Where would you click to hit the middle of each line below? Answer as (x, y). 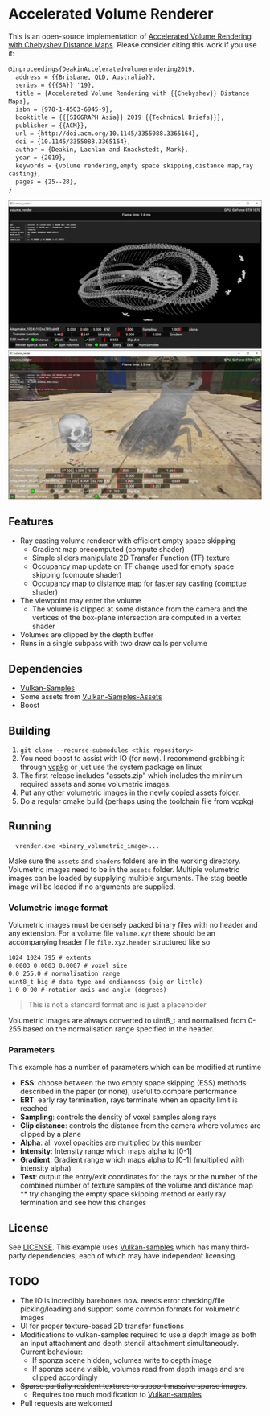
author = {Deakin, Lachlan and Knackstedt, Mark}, (102, 150)
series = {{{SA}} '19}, (55, 85)
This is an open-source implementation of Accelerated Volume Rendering (130, 36)
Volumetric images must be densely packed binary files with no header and (133, 925)
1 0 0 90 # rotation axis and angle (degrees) (88, 990)
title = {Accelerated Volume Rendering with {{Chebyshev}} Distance (133, 93)
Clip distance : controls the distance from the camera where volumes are (140, 1126)
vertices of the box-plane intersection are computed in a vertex (137, 618)
